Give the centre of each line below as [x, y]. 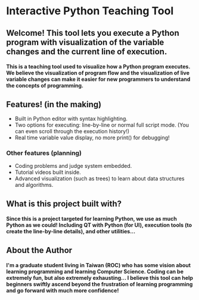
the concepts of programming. [45, 86]
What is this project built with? [64, 204]
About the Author [39, 250]
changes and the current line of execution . [87, 51]
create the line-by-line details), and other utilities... [71, 232]
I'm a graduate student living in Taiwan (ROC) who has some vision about [99, 265]
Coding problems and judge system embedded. [73, 166]
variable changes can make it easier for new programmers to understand [98, 79]
